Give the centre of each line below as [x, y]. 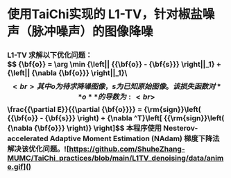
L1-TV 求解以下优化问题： [50, 55]
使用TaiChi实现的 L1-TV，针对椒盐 [105, 14]
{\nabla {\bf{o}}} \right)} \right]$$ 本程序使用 [84, 128]
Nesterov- [180, 128]
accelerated [28, 138]
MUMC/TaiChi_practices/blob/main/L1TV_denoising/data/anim [115, 159]
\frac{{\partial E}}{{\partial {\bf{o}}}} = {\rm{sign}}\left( [104, 110]
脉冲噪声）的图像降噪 [93, 32]
